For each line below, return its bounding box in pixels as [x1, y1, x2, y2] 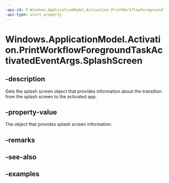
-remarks [5, 136, 35, 144]
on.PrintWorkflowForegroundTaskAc [5, 44, 163, 56]
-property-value [5, 108, 57, 116]
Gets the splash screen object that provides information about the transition [5, 88, 162, 94]
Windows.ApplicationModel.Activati [5, 34, 161, 45]
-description [5, 75, 45, 83]
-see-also [5, 153, 37, 161]
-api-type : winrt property [5, 12, 62, 17]
